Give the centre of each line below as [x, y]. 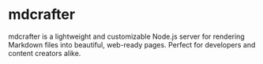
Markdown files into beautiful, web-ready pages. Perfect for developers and [132, 44]
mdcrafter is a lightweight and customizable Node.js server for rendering [126, 36]
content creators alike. [45, 53]
